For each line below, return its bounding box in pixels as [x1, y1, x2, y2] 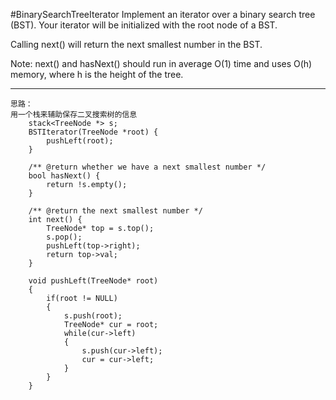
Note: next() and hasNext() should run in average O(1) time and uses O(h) [10, 58, 313, 69]
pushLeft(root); [46, 136, 114, 146]
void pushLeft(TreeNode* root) [28, 276, 159, 286]
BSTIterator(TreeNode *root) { [28, 127, 159, 137]
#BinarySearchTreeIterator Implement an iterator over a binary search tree [10, 9, 316, 20]
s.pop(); [46, 232, 83, 242]
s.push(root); [63, 311, 123, 321]
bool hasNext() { [28, 171, 101, 181]
